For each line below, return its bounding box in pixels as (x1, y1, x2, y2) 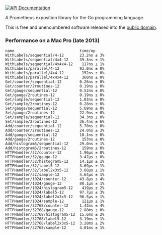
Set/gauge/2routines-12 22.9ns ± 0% (5, 110, 105, 116)
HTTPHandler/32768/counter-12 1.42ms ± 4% (5, 203, 105, 208)
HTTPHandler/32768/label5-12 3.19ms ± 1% (5, 216, 105, 222)
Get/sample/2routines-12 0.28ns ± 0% (5, 102, 105, 107)
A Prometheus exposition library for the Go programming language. (5, 15, 145, 20)
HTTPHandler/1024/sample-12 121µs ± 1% (5, 199, 105, 204)
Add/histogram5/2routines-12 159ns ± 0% (5, 146, 105, 151)
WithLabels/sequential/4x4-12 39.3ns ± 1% (5, 57, 105, 63)
